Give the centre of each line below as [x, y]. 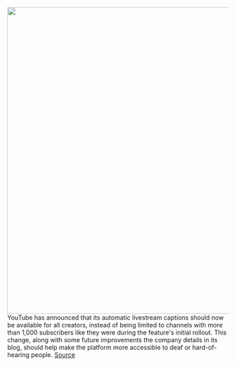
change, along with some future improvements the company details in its [112, 340]
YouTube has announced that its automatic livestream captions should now [116, 318]
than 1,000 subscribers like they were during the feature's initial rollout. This [117, 332]
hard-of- [205, 347]
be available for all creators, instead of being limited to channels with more [115, 325]
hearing [19, 355]
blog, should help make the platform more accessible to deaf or [99, 347]
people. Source [53, 355]
